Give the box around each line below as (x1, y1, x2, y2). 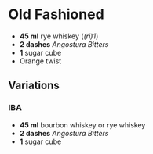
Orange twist (19, 56, 62, 66)
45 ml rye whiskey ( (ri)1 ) (19, 31, 99, 41)
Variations (8, 79, 60, 92)
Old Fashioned (8, 5, 104, 23)
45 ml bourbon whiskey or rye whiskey (19, 120, 146, 130)
